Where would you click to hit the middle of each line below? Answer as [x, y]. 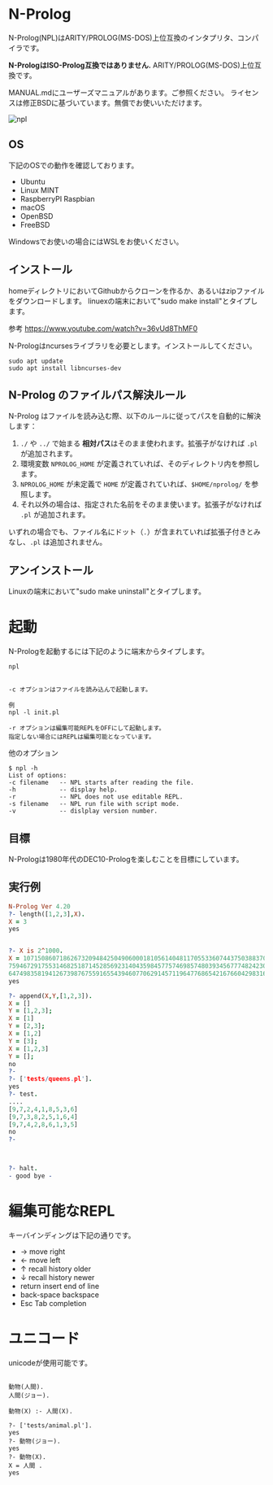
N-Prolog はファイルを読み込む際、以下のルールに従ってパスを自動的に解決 [135, 416]
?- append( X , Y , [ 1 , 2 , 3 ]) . [50, 996]
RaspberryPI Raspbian [57, 198]
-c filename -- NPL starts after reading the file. [102, 783]
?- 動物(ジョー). [35, 1441]
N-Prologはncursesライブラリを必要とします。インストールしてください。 [132, 346]
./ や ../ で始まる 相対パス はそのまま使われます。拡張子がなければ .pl [139, 443]
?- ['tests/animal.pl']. [50, 1425]
